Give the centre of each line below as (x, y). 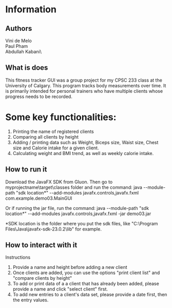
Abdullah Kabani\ (24, 52)
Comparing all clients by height (45, 137)
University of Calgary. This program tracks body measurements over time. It (86, 85)
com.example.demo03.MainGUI (39, 198)
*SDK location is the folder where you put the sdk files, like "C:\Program (82, 223)
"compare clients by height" (42, 278)
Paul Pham (17, 46)
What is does (27, 68)
